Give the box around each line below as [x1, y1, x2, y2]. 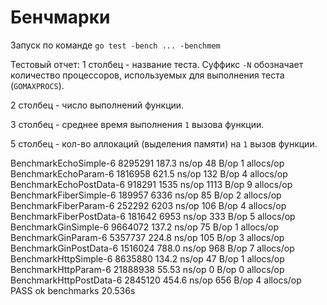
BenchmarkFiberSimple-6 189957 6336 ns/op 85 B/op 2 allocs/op [10, 189, 282, 201]
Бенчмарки [10, 6, 111, 29]
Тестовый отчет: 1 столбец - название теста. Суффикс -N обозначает [10, 58, 304, 70]
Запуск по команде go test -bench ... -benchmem [10, 39, 221, 51]
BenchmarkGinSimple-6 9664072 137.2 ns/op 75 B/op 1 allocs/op [10, 221, 279, 233]
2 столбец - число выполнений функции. [10, 99, 185, 111]
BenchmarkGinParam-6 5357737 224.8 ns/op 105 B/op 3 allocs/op [10, 231, 285, 243]
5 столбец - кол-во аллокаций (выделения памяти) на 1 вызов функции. [10, 137, 318, 150]
